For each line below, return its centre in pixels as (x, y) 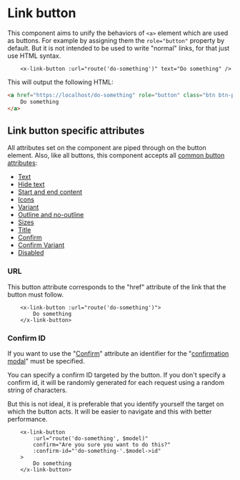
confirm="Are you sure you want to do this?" (102, 444)
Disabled (31, 253)
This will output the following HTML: (60, 82)
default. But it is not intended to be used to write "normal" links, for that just (119, 48)
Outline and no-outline (51, 215)
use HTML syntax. (34, 56)
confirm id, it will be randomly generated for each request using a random (116, 382)
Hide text (31, 184)
